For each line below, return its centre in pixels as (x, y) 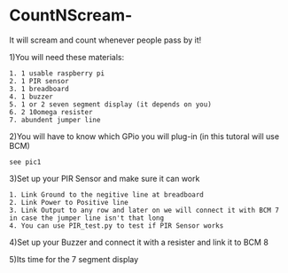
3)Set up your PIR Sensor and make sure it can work (105, 178)
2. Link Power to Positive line (69, 202)
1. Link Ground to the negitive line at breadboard (106, 195)
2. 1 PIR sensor (39, 81)
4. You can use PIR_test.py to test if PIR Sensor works (117, 226)
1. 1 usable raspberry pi (57, 73)
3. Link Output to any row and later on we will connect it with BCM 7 (144, 210)
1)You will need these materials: (67, 57)
